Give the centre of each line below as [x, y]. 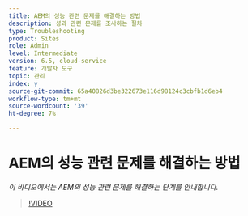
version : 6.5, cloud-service [58, 61]
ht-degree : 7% [32, 114]
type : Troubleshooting [47, 31]
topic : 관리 [27, 76]
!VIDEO [40, 203]
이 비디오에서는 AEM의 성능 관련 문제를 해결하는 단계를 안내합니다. [113, 187]
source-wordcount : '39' [49, 106]
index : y [23, 83]
